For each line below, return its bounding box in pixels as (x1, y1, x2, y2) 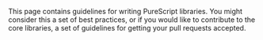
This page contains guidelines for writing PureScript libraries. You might (8, 7, 243, 16)
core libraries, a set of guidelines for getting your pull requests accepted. (8, 24, 246, 32)
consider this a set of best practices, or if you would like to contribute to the (8, 15, 256, 24)
